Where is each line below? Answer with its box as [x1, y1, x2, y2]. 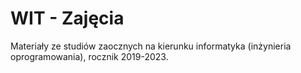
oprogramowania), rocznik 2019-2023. [10, 50, 169, 62]
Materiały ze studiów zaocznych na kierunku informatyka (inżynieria [10, 40, 292, 52]
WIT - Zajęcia [10, 7, 125, 30]
